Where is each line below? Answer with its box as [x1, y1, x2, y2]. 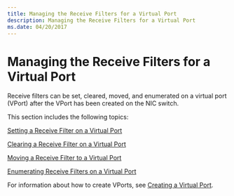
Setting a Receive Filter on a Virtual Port [7, 126, 123, 135]
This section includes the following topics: [7, 113, 129, 122]
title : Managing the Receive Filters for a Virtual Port [7, 10, 177, 18]
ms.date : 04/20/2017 [7, 23, 68, 30]
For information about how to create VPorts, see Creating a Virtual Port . [7, 181, 214, 190]
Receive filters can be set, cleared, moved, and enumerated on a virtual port [7, 92, 227, 100]
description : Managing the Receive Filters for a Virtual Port [7, 17, 196, 24]
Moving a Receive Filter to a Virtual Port [7, 154, 122, 162]
